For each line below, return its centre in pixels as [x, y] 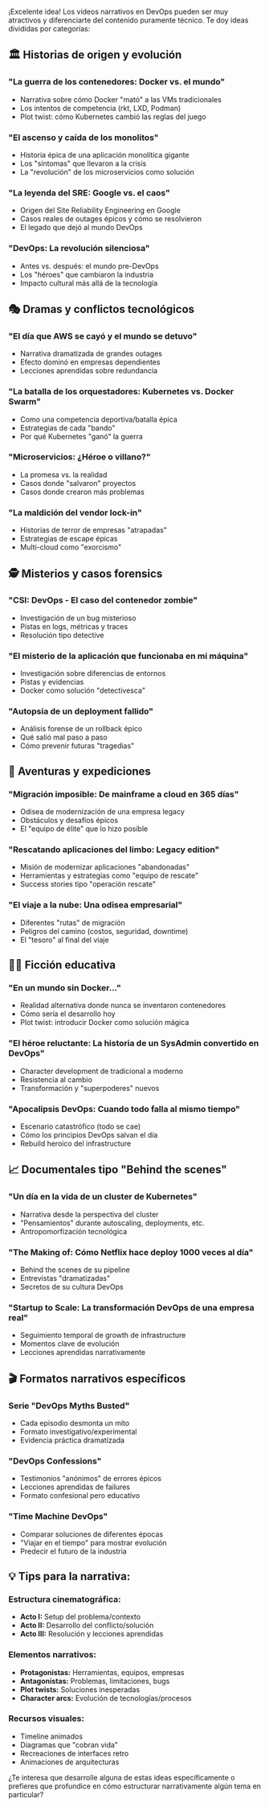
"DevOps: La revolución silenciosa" [79, 249]
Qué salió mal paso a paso [64, 737]
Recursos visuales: [46, 1719]
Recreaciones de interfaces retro [74, 1753]
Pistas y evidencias [52, 682]
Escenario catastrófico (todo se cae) [80, 1126]
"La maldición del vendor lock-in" [75, 512]
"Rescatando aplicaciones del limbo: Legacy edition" [114, 850]
